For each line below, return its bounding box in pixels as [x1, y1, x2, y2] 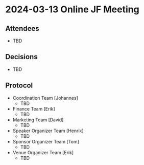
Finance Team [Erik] [12, 105, 55, 112]
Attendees [5, 24, 39, 33]
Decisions [5, 52, 38, 61]
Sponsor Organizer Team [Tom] [12, 138, 79, 144]
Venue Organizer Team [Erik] [12, 149, 74, 155]
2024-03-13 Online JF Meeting [5, 4, 139, 15]
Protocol [5, 81, 33, 90]
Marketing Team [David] [12, 117, 64, 123]
